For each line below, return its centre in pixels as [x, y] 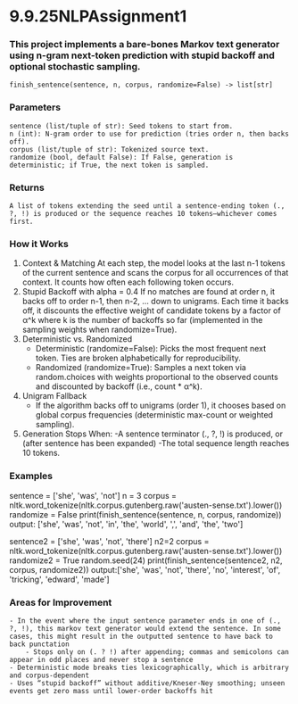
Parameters [35, 107]
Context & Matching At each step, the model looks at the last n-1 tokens [153, 263]
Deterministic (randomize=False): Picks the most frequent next [150, 349]
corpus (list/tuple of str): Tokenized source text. [109, 149]
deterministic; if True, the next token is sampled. [109, 165]
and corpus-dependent [50, 675]
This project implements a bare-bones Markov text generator [145, 45]
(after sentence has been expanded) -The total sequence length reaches [156, 443]
